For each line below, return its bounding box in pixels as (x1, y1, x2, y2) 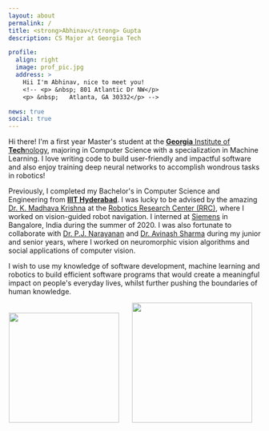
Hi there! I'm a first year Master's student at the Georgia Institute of (8, 137, 231, 146)
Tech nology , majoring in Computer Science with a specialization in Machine (8, 146, 259, 155)
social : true (8, 115, 52, 123)
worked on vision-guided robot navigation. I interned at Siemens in (8, 212, 228, 221)
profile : (8, 49, 38, 57)
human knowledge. (8, 287, 72, 297)
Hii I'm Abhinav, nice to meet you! (22, 78, 146, 86)
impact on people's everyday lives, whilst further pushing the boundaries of (8, 278, 258, 288)
